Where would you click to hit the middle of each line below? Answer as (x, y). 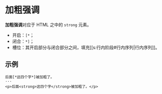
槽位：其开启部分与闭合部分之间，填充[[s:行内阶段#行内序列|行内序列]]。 (86, 47)
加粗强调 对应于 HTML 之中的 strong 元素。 (48, 25)
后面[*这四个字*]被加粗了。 (30, 77)
